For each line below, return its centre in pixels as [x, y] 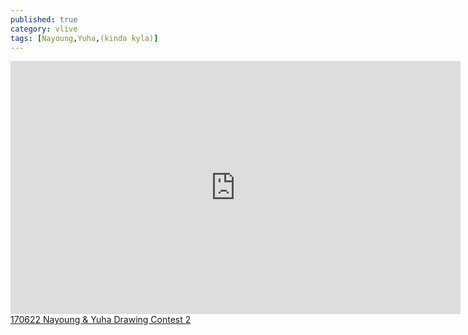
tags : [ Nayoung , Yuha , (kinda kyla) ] [84, 38]
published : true [44, 19]
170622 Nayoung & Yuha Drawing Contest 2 [101, 320]
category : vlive [44, 29]
